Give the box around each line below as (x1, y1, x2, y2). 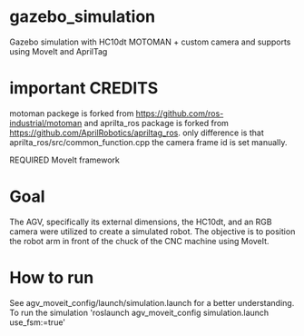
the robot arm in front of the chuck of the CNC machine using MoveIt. (9, 235, 270, 246)
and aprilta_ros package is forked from (83, 117, 230, 128)
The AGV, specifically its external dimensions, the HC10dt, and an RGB (9, 216, 272, 227)
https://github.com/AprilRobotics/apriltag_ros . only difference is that (9, 127, 265, 138)
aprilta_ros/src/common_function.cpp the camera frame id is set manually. (9, 136, 288, 147)
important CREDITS (9, 78, 159, 99)
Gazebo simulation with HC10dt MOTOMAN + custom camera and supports (9, 36, 291, 47)
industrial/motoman (9, 117, 83, 128)
